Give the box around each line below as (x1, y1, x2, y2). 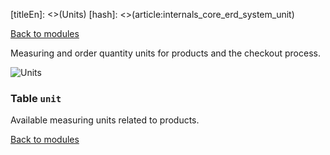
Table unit (10, 91, 62, 105)
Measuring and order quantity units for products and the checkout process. (10, 47, 321, 59)
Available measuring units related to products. (10, 114, 200, 126)
